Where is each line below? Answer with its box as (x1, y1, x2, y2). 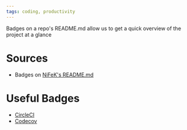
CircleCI (14, 111, 34, 118)
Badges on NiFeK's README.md (14, 71, 93, 78)
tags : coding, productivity (6, 8, 76, 15)
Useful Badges (6, 92, 80, 105)
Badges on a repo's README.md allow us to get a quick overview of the (6, 25, 182, 32)
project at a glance (6, 31, 52, 38)
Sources (6, 51, 49, 65)
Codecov (14, 117, 37, 124)
